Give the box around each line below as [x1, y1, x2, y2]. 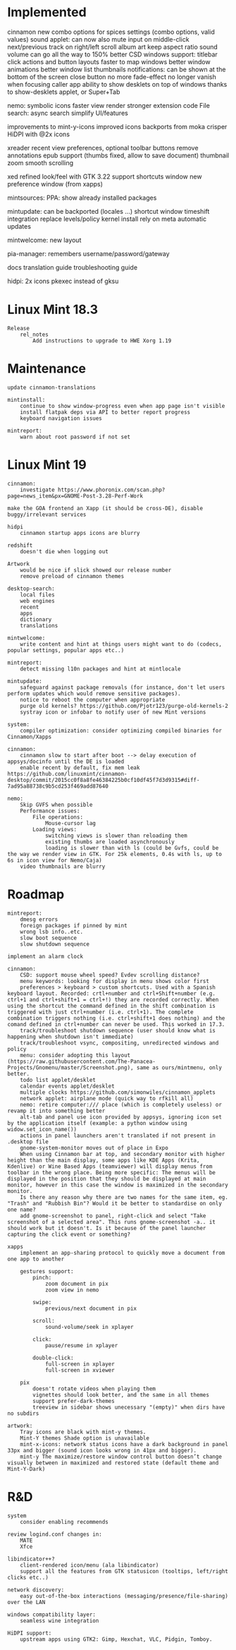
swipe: [32, 1299, 52, 1306]
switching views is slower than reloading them [44, 832, 188, 839]
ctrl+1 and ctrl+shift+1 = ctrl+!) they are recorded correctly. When [7, 996, 219, 1003]
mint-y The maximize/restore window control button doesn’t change [20, 1453, 222, 1460]
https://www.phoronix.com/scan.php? [57, 486, 166, 493]
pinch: [32, 1274, 52, 1281]
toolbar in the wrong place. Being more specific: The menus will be [7, 1169, 216, 1176]
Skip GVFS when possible [20, 801, 93, 808]
